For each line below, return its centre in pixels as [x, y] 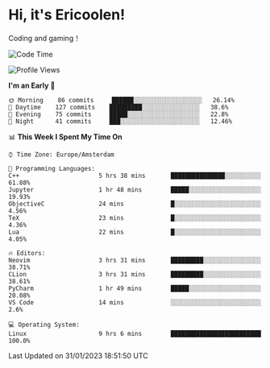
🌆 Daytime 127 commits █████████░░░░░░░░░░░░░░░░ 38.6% [118, 107]
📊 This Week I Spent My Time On [65, 136]
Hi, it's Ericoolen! [67, 15]
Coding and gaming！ [44, 38]
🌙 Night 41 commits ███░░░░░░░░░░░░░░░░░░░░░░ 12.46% [120, 121]
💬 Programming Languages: [52, 168]
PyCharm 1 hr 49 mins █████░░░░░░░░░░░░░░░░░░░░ [135, 288]
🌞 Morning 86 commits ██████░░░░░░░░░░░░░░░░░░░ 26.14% [122, 100]
